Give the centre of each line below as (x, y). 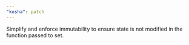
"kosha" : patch (25, 12)
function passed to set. (35, 35)
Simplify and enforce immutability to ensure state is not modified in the (94, 29)
